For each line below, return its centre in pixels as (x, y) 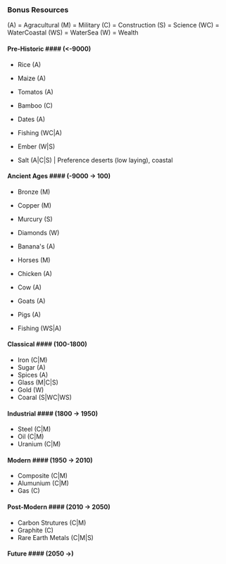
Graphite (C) (36, 530)
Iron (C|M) (32, 360)
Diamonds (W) (38, 232)
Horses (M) (34, 260)
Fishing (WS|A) (39, 328)
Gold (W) (31, 389)
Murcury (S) (35, 219)
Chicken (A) (35, 273)
